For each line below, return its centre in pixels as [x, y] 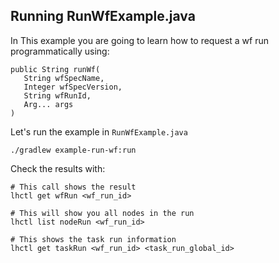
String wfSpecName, [64, 78]
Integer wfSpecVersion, [73, 87]
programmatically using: [60, 51]
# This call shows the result [73, 187]
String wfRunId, [57, 95]
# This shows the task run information [93, 239]
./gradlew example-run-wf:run [73, 150]
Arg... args [48, 104]
